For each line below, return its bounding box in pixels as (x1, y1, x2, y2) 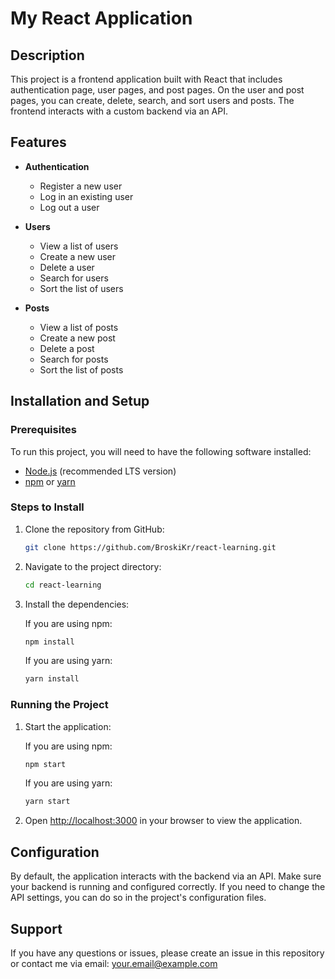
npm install (24, 637, 75, 647)
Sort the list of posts (39, 363, 124, 376)
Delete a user (39, 261, 95, 273)
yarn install (24, 674, 80, 684)
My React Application (10, 7, 193, 30)
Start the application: (24, 720, 112, 732)
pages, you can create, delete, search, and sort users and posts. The (10, 95, 295, 106)
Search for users (39, 272, 109, 284)
